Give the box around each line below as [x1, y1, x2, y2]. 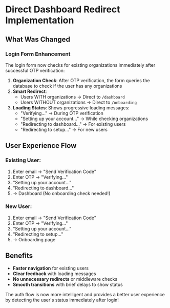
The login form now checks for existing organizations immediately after [5, 62, 156, 68]
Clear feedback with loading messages [12, 271, 96, 277]
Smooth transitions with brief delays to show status [12, 281, 123, 287]
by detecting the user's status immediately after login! [5, 297, 119, 303]
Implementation [5, 14, 74, 26]
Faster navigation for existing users [12, 265, 89, 271]
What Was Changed [5, 35, 71, 44]
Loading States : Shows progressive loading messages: [12, 104, 130, 111]
